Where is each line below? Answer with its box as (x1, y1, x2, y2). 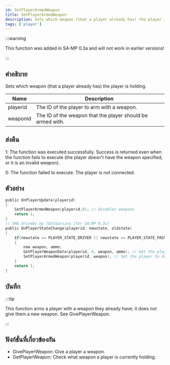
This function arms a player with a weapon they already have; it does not (5, 305, 157, 311)
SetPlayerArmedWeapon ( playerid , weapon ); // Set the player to (23, 254, 159, 259)
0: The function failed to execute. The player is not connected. (5, 169, 135, 175)
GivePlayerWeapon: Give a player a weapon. (12, 349, 105, 355)
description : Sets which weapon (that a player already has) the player (5, 17, 162, 22)
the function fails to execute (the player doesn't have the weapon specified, (5, 154, 163, 160)
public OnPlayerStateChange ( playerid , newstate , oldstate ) (5, 226, 133, 231)
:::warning (5, 35, 26, 42)
